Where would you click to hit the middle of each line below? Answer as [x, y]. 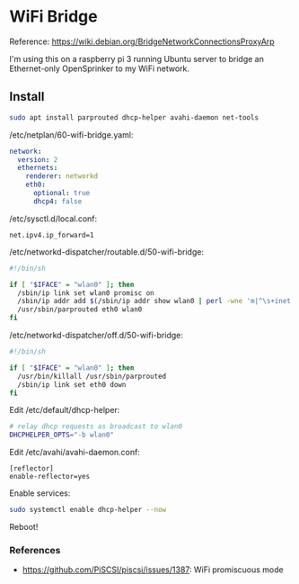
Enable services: [40, 493]
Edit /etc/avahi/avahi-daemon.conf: [75, 453]
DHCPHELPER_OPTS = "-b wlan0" [62, 435]
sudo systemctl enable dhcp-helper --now [88, 510]
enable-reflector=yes [50, 477]
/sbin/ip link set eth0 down [72, 384]
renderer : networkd [62, 176]
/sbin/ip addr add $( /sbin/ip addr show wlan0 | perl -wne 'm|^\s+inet [154, 301]
